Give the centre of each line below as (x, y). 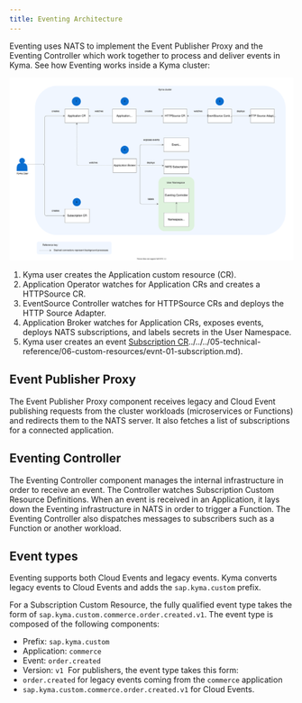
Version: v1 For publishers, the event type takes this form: (130, 671)
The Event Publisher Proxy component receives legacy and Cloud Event (143, 401)
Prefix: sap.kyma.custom (66, 642)
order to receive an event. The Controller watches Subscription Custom (142, 489)
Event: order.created (61, 661)
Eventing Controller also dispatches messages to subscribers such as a (142, 518)
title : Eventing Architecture (66, 19)
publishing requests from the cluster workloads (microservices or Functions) (151, 411)
